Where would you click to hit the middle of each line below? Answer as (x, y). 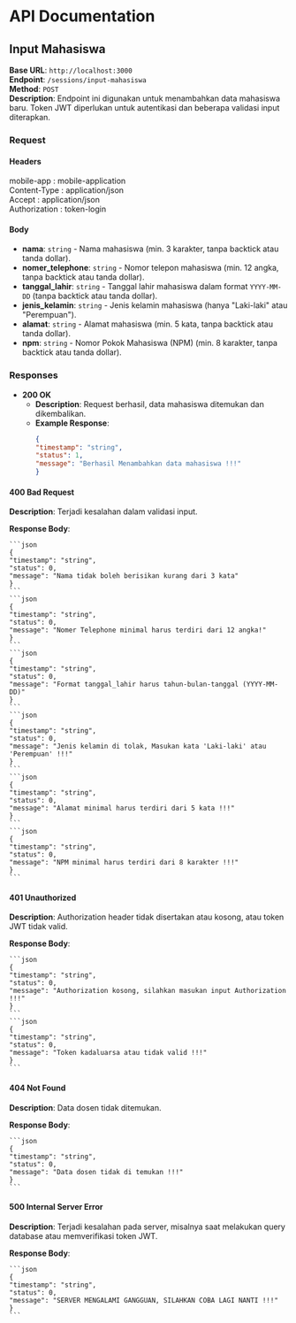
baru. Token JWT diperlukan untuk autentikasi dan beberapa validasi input (144, 108)
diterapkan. (30, 117)
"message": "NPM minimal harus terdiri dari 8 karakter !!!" (124, 863)
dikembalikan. (61, 413)
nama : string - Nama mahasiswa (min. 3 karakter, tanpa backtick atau (150, 249)
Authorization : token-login (58, 209)
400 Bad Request (42, 492)
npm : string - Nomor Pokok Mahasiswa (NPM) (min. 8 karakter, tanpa (150, 343)
